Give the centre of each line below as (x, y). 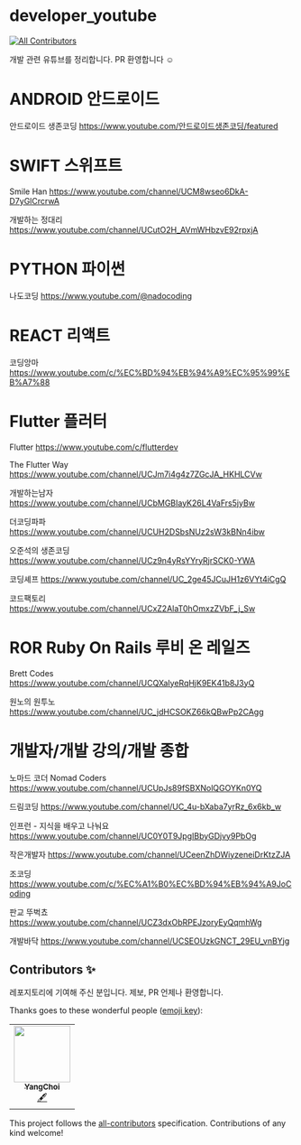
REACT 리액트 (60, 335)
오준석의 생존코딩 (40, 550)
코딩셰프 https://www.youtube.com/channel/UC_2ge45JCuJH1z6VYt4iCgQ (148, 579)
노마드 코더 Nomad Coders (58, 777)
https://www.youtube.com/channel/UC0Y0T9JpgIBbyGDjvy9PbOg (133, 835)
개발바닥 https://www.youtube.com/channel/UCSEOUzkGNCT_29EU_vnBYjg (150, 941)
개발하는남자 (32, 492)
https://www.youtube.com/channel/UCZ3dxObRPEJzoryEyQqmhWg (136, 922)
